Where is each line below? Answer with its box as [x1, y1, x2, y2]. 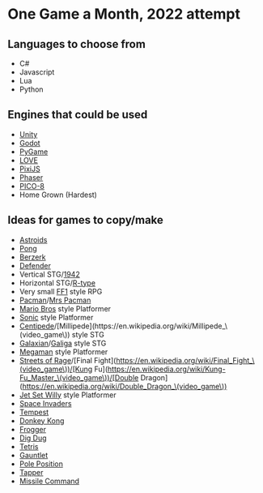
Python [19, 84, 44, 94]
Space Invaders [19, 398, 72, 408]
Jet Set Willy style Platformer [19, 390, 117, 400]
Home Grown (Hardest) [19, 190, 98, 199]
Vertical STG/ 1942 [19, 269, 80, 279]
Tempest [19, 407, 49, 417]
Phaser [19, 172, 44, 182]
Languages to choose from [7, 37, 146, 51]
